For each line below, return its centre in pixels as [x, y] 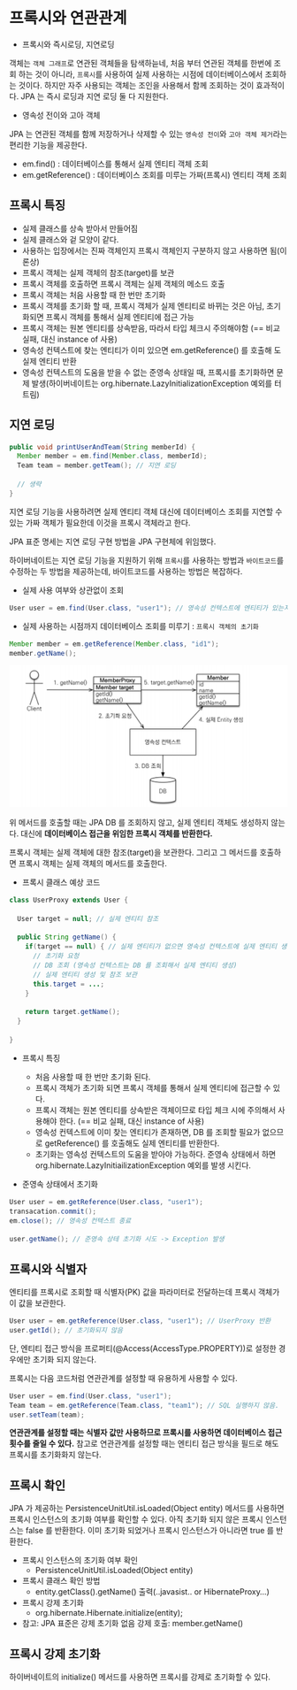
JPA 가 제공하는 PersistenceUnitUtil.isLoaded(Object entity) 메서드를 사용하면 [147, 1509]
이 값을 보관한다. [38, 1303]
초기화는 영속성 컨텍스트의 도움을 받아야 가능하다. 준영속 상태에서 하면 [156, 1154]
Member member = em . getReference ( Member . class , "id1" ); [114, 644]
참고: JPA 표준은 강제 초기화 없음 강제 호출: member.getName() [133, 1624]
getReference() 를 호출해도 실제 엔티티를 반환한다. [132, 1143]
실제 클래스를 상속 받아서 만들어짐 [80, 228]
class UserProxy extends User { [69, 900]
